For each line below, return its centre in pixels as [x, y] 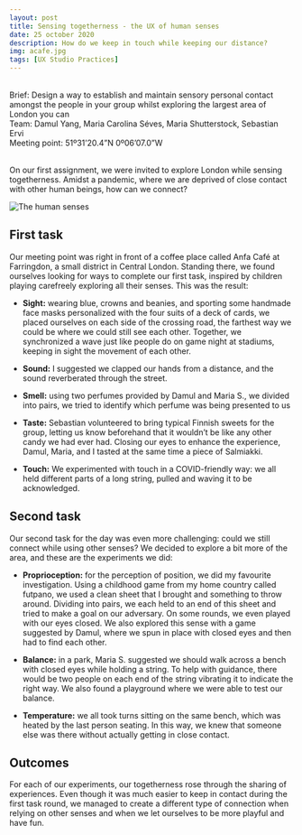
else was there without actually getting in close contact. [126, 734]
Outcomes [39, 763]
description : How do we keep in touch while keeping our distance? [139, 43]
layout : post [34, 18]
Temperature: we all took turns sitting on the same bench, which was [151, 715]
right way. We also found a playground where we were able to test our [152, 688]
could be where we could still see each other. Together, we [132, 331]
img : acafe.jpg [38, 51]
